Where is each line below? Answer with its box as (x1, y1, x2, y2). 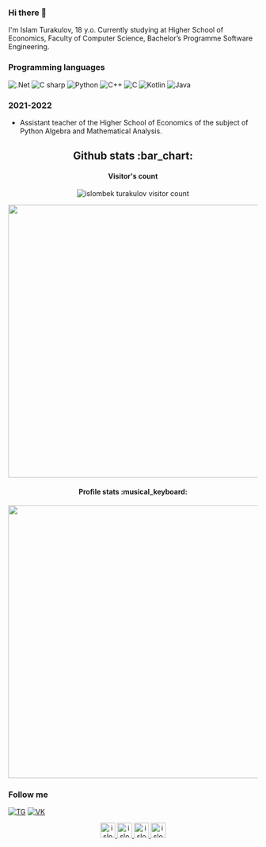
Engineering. (8, 42, 50, 52)
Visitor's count (108, 171, 158, 181)
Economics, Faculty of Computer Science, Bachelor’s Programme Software (8, 33, 253, 43)
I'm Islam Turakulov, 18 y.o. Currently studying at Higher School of (8, 25, 224, 35)
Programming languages (8, 62, 105, 73)
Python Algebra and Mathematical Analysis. (19, 126, 162, 136)
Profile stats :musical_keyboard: (78, 487, 188, 497)
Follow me (8, 789, 49, 800)
